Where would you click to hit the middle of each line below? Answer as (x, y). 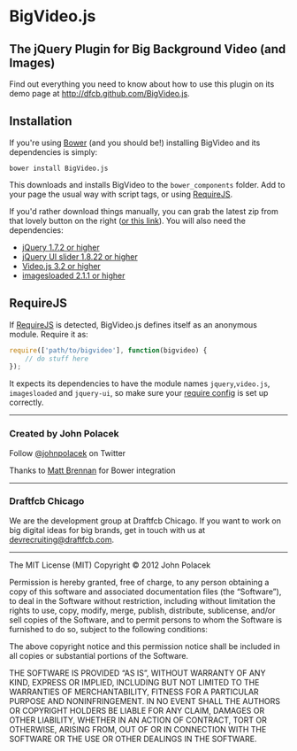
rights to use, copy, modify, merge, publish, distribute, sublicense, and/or (142, 610)
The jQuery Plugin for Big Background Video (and (148, 49)
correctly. (27, 403)
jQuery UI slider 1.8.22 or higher (80, 256)
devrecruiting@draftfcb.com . (62, 539)
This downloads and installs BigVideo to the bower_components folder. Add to (147, 184)
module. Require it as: (49, 334)
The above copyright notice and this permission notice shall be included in (145, 646)
